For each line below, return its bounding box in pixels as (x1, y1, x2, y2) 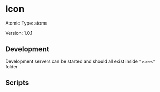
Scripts (5, 79, 29, 87)
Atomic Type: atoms (5, 20, 48, 26)
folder (5, 63, 18, 70)
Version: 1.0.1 (5, 30, 33, 36)
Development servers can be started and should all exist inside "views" (5, 58, 155, 64)
